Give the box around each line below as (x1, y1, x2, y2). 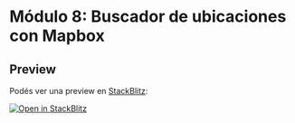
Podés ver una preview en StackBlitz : (9, 86, 148, 96)
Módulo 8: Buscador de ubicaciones (9, 6, 287, 27)
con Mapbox (9, 25, 106, 46)
